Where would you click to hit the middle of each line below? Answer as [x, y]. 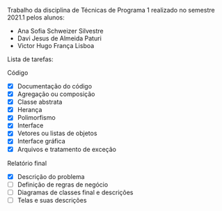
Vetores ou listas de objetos [57, 133]
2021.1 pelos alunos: [36, 17]
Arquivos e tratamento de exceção [67, 149]
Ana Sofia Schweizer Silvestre [60, 31]
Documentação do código [55, 86]
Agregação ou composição [56, 94]
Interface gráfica [41, 141]
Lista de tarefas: [30, 59]
